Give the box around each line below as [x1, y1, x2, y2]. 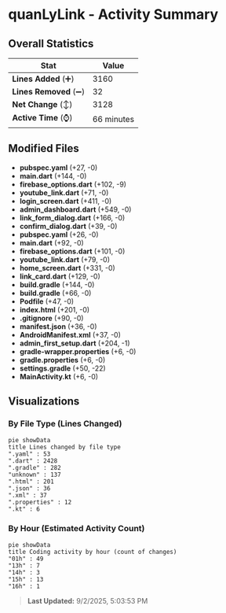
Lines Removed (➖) [12, 87, 85, 97]
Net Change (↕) [12, 99, 73, 109]
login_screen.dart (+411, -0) [19, 196, 112, 205]
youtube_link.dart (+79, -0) [19, 254, 111, 264]
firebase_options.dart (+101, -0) [19, 246, 126, 256]
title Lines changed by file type [8, 443, 122, 451]
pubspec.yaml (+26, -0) [19, 230, 100, 239]
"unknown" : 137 [8, 471, 61, 478]
